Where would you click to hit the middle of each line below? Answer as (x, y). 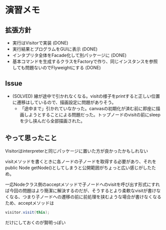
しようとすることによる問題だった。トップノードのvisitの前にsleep (92, 115)
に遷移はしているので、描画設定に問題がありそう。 (64, 102)
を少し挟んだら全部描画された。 (52, 121)
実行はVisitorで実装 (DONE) (40, 43)
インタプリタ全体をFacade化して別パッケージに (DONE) (69, 55)
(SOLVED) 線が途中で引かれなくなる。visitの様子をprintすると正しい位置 (86, 96)
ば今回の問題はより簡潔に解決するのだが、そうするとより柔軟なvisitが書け (81, 190)
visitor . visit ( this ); (28, 212)
